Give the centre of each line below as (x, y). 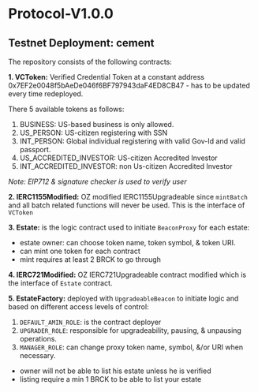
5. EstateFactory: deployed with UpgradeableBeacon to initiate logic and (123, 298)
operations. (38, 339)
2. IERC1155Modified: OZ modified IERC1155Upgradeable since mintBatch (128, 197)
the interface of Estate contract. (60, 283)
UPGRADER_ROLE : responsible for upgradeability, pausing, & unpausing (131, 330)
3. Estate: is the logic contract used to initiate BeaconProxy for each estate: (129, 227)
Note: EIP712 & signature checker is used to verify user (97, 181)
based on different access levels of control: (79, 307)
